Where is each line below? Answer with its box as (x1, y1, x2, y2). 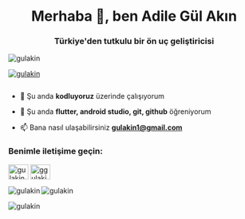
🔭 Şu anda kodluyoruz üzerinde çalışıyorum (19, 92, 165, 101)
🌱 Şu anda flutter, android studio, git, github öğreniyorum (19, 107, 211, 116)
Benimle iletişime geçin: (8, 146, 104, 157)
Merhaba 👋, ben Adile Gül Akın (30, 7, 238, 25)
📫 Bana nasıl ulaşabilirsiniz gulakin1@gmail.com (19, 123, 183, 132)
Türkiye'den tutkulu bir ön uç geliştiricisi (53, 36, 215, 47)
